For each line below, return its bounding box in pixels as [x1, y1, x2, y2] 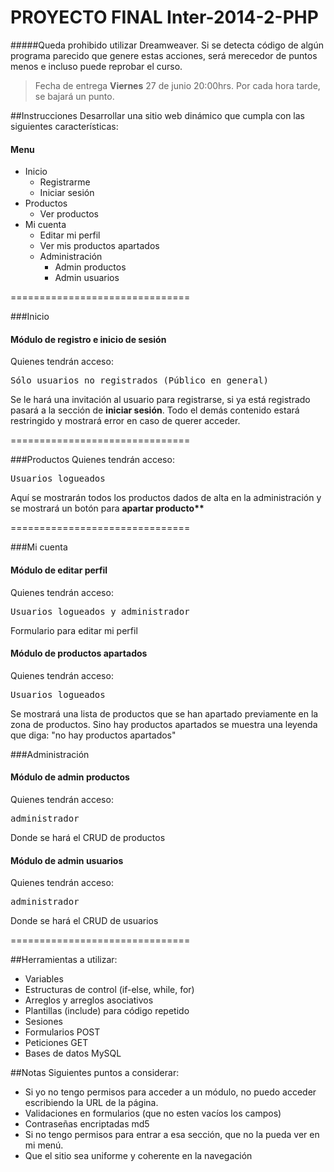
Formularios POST [24, 1026, 101, 1038]
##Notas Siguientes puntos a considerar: [10, 1067, 180, 1079]
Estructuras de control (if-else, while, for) [24, 984, 195, 996]
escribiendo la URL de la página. [24, 1097, 159, 1109]
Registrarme [39, 176, 91, 188]
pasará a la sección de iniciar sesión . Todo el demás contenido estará [10, 404, 300, 416]
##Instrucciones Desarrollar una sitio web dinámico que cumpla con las [10, 109, 305, 121]
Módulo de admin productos [10, 771, 130, 783]
